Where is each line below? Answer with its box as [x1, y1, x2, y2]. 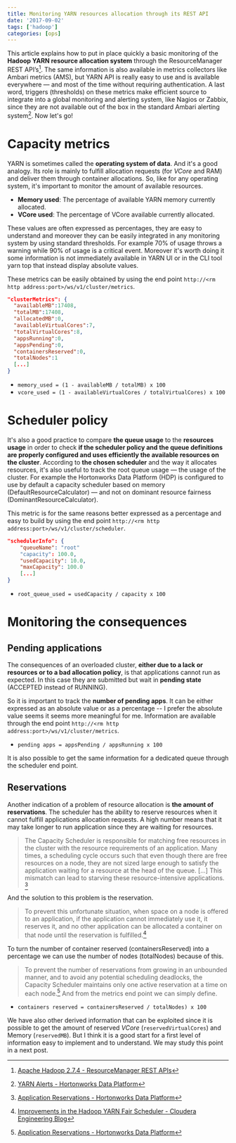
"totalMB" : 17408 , [13, 309, 65, 316]
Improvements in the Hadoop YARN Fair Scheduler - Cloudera [17, 1107, 197, 1116]
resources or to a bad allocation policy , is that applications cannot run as [7, 669, 221, 677]
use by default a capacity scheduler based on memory [7, 480, 166, 489]
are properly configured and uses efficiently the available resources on [7, 451, 219, 459]
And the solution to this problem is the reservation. [7, 893, 154, 902]
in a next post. [7, 1046, 48, 1054]
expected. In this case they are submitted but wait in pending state [7, 676, 202, 684]
